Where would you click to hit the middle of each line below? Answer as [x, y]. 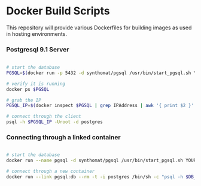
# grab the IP [24, 100]
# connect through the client [44, 117]
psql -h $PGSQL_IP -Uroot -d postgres [54, 122]
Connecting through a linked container [63, 138]
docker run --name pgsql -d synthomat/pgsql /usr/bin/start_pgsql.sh [95, 161]
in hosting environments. [37, 33]
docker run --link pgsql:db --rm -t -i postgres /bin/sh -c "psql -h [95, 177]
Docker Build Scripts [58, 11]
